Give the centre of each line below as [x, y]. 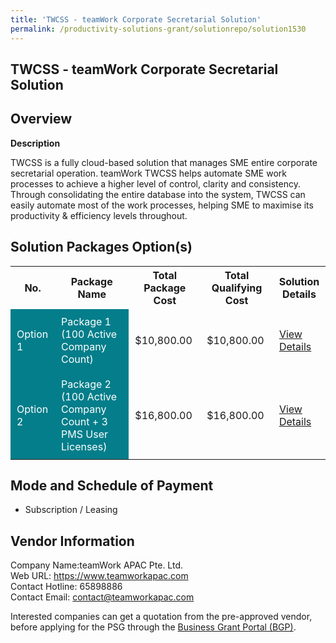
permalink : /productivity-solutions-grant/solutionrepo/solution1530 [158, 29]
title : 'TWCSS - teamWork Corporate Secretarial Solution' [136, 19]
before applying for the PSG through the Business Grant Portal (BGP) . [153, 627]
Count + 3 [84, 421]
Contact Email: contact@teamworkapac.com [102, 597]
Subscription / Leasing [71, 510]
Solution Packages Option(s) [101, 247]
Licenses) [84, 446]
